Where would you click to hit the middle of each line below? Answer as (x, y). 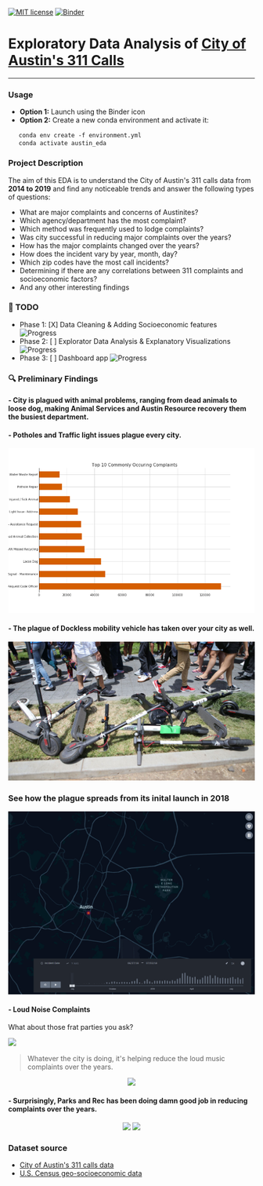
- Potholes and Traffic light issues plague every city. (95, 435)
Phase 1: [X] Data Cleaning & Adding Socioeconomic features (118, 324)
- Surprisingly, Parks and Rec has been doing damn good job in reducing (128, 1101)
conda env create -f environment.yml (80, 136)
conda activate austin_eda (63, 144)
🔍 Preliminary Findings (53, 378)
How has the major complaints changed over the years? (109, 245)
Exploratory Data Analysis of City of (127, 44)
